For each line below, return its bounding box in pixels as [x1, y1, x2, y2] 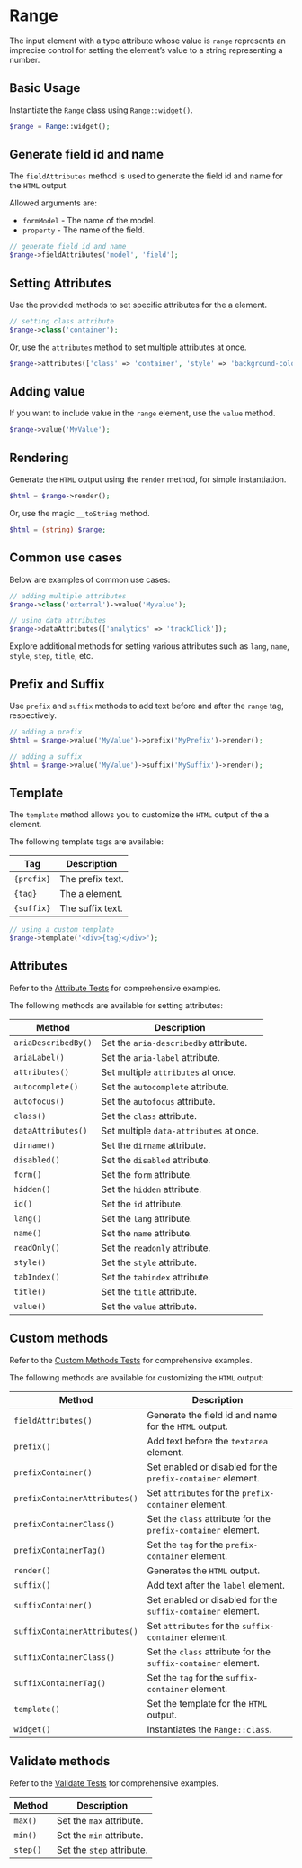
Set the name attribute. [101, 1226, 193, 1239]
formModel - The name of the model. [22, 215, 155, 226]
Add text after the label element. [147, 1579, 286, 1591]
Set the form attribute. [101, 1168, 193, 1180]
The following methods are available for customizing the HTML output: [9, 1371, 264, 1383]
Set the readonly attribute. [101, 1241, 211, 1253]
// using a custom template [9, 925, 115, 934]
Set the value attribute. [101, 1299, 198, 1312]
